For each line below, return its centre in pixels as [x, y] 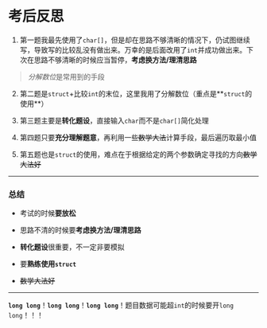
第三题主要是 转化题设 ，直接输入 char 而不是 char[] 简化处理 [114, 120]
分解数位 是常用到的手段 [66, 76]
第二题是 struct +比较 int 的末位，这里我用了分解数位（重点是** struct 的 [136, 93]
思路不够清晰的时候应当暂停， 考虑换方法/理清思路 [115, 60]
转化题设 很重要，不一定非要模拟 [72, 247]
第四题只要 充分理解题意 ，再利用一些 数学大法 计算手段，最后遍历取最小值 [138, 137]
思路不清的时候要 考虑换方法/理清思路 [80, 230]
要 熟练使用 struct [48, 264]
